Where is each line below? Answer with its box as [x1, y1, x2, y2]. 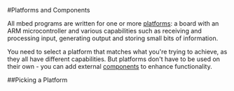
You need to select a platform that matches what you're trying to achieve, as [7, 48, 228, 56]
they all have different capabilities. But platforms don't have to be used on [7, 55, 221, 63]
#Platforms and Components [7, 6, 90, 14]
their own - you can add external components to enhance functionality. [7, 63, 212, 70]
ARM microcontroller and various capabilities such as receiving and [7, 27, 202, 35]
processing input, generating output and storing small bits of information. [7, 34, 219, 42]
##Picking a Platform [7, 76, 68, 84]
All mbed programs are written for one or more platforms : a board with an [7, 19, 219, 27]
